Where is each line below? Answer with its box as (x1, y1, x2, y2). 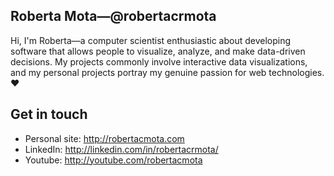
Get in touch (10, 106, 88, 123)
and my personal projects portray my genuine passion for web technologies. (10, 66, 325, 78)
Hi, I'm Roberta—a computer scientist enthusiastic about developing (10, 34, 292, 46)
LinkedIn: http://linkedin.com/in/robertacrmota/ (24, 143, 219, 155)
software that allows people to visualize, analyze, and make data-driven (10, 45, 306, 57)
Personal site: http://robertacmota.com (24, 132, 185, 144)
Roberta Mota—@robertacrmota (10, 8, 217, 25)
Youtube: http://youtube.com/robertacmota (24, 154, 203, 166)
